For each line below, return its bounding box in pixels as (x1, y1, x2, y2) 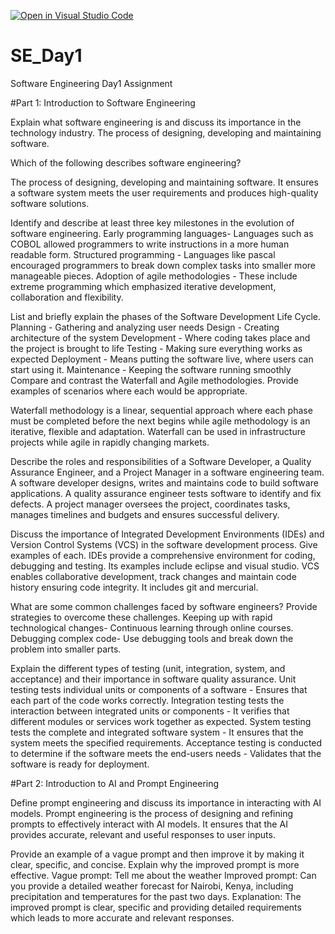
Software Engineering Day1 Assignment (10, 77, 173, 89)
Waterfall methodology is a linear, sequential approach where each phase (10, 404, 313, 416)
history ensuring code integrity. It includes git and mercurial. (10, 581, 259, 593)
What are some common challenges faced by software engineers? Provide (10, 600, 318, 612)
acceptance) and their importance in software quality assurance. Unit (10, 673, 297, 685)
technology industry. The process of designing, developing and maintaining (10, 126, 322, 139)
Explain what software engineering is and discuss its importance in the (10, 116, 302, 128)
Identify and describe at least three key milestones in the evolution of (10, 216, 295, 229)
